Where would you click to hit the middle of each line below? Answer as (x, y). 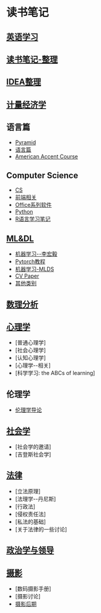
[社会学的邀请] (33, 447)
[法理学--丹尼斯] (35, 499)
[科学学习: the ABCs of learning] (55, 373)
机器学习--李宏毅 (36, 254)
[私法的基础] (31, 522)
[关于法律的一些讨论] (41, 529)
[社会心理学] (31, 350)
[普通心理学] (31, 343)
